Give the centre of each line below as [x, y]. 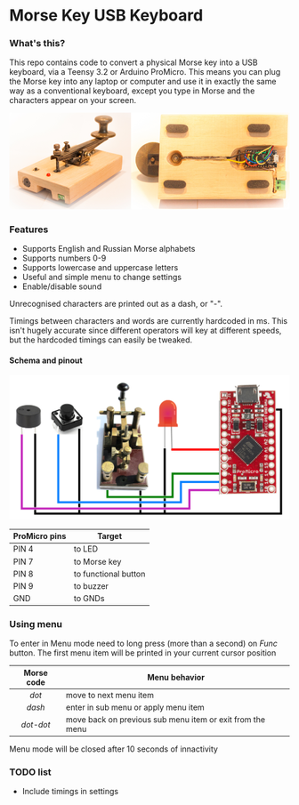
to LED [86, 549]
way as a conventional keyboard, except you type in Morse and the [132, 91]
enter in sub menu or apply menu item [135, 707]
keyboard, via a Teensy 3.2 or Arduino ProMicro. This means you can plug [145, 72]
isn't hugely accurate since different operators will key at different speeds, [145, 331]
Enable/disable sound [62, 286]
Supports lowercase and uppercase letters [100, 268]
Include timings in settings [70, 792]
